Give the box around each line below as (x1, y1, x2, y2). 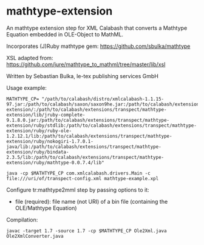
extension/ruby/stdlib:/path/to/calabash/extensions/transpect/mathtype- (6, 122, 197, 129)
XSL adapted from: (6, 54, 53, 61)
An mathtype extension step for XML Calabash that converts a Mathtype (6, 24, 188, 32)
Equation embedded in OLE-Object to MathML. (6, 30, 123, 38)
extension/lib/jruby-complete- (6, 112, 86, 118)
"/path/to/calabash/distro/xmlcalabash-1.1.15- (41, 96, 165, 102)
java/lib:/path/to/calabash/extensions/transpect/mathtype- (6, 144, 162, 150)
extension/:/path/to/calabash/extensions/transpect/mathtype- (6, 106, 167, 113)
